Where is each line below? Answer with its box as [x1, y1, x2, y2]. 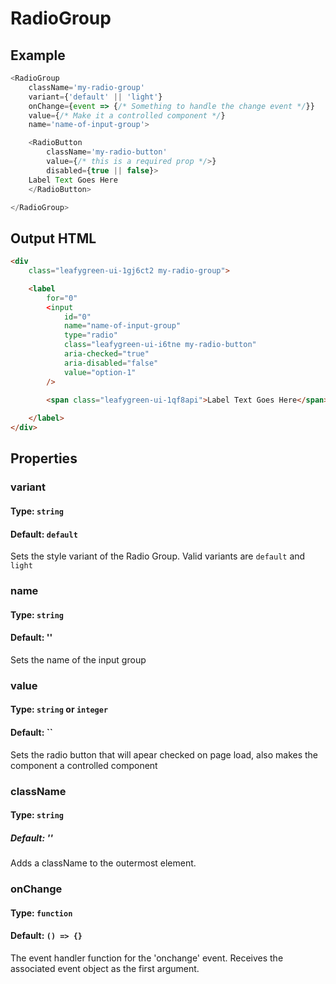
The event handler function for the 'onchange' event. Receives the [10, 952, 284, 964]
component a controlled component [10, 759, 158, 771]
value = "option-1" [63, 367, 137, 377]
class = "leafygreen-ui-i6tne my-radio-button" [63, 340, 257, 350]
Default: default [10, 528, 78, 540]
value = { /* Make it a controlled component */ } [28, 110, 226, 121]
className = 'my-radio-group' [28, 82, 145, 92]
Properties [10, 450, 78, 467]
